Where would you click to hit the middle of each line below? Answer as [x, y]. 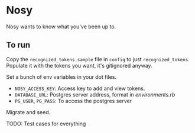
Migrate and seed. [28, 112]
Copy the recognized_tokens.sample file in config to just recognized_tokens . [98, 59]
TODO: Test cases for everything [46, 124]
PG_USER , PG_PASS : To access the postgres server [73, 101]
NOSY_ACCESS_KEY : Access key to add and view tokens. [80, 88]
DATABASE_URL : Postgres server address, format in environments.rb [95, 94]
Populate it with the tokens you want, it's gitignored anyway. [79, 65]
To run [18, 45]
